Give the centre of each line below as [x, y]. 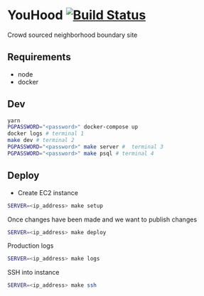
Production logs [31, 246]
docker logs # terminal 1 [45, 134]
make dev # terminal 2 [41, 141]
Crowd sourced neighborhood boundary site [73, 35]
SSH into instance [33, 273]
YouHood [35, 15]
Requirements [39, 57]
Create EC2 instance [48, 192]
